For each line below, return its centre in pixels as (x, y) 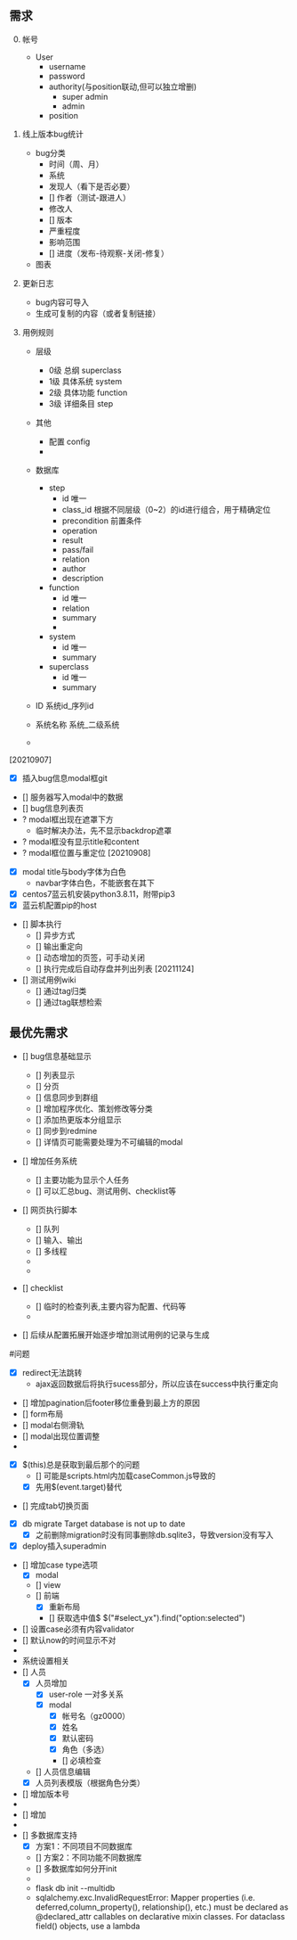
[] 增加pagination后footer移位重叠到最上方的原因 (111, 1402)
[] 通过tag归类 (61, 991)
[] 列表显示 (55, 1075)
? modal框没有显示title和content (80, 842)
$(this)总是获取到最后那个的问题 (81, 1464)
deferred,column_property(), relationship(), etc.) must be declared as (162, 1907)
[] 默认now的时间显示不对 (69, 1640)
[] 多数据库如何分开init (76, 1868)
